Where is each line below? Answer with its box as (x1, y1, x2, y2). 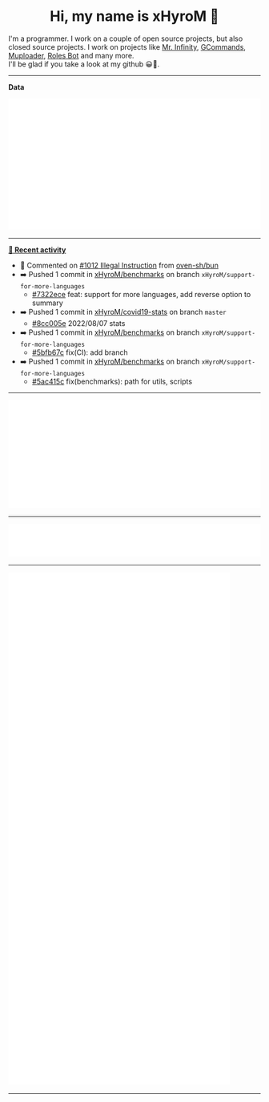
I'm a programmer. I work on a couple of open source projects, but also (8, 34, 243, 43)
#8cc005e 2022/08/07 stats (31, 319, 126, 328)
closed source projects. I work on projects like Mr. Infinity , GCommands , (8, 42, 247, 51)
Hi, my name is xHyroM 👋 (50, 7, 219, 26)
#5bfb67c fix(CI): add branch (31, 348, 128, 357)
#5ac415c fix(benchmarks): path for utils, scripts (31, 376, 193, 387)
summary (31, 298, 64, 308)
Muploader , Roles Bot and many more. (8, 50, 134, 60)
